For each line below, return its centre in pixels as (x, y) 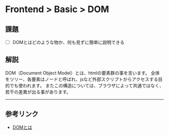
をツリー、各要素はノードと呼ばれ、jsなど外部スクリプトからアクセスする (82, 79)
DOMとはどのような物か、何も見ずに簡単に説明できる (68, 42)
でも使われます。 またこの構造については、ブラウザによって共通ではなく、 (87, 85)
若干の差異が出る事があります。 (38, 92)
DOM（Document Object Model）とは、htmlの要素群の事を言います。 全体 (82, 73)
